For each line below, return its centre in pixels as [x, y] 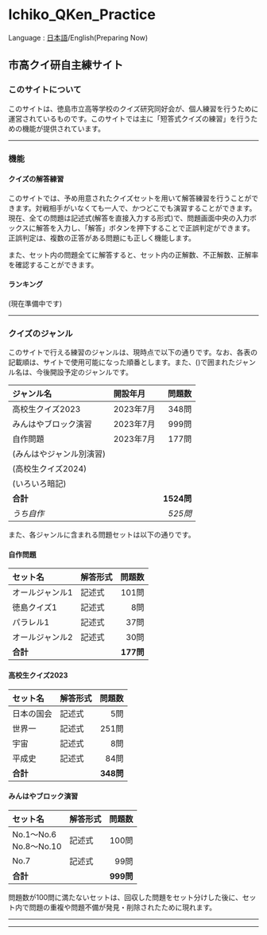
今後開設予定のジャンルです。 [84, 372]
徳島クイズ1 [35, 607]
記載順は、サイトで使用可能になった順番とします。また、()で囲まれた [122, 363]
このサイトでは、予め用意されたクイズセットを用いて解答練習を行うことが [130, 198]
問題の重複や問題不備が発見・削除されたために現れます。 [123, 907]
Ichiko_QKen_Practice [82, 15]
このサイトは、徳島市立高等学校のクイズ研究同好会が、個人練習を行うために [133, 108]
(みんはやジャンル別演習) [59, 454]
